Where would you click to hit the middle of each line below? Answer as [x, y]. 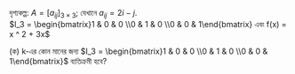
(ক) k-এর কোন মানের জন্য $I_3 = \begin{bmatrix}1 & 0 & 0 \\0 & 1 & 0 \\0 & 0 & [139, 51]
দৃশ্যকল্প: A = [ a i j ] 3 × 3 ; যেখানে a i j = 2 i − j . [73, 14]
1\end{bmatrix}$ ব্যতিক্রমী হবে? [58, 61]
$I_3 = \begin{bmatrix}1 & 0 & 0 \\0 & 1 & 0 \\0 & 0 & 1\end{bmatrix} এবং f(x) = [148, 24]
